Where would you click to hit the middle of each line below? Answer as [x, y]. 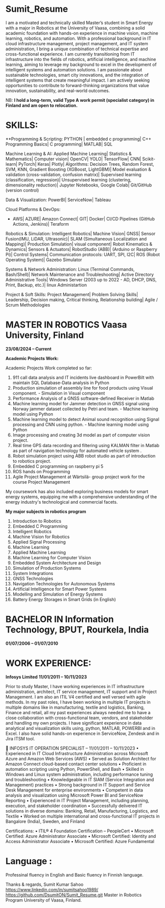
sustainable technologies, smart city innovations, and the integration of [77, 75]
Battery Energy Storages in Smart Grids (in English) [64, 599]
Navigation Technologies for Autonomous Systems [64, 583]
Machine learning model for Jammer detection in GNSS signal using [81, 403]
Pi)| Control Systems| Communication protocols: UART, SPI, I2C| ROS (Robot [83, 254]
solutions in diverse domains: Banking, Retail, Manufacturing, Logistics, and [82, 811]
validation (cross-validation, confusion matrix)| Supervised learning [73, 174]
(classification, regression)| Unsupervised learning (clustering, [69, 180]
